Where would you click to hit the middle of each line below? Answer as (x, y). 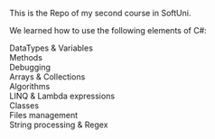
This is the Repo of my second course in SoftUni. (100, 13)
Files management (44, 115)
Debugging (30, 67)
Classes (24, 106)
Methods (26, 57)
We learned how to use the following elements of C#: (108, 30)
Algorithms (30, 86)
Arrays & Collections (47, 77)
